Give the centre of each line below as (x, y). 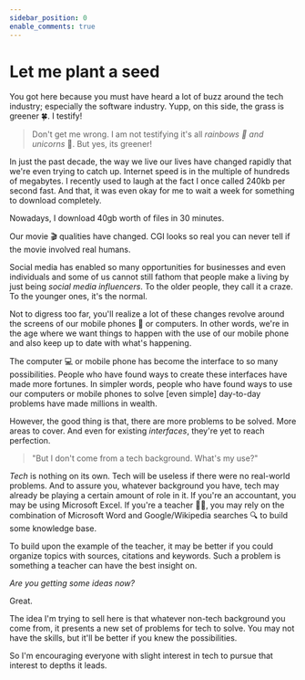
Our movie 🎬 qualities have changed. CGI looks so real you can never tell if (150, 236)
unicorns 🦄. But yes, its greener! (92, 144)
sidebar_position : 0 (49, 18)
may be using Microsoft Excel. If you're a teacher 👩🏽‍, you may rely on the (147, 505)
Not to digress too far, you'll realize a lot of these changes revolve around (147, 314)
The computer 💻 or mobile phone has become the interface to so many (144, 361)
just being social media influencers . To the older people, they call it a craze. (152, 287)
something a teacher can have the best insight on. (103, 566)
